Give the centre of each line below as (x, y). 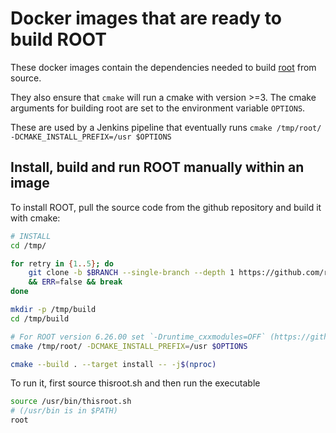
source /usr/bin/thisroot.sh (71, 402)
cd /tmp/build (40, 318)
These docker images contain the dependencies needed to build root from (163, 67)
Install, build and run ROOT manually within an (157, 167)
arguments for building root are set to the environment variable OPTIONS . (158, 108)
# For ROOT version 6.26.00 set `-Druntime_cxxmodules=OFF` (138, 337)
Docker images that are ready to (146, 18)
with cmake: (35, 218)
